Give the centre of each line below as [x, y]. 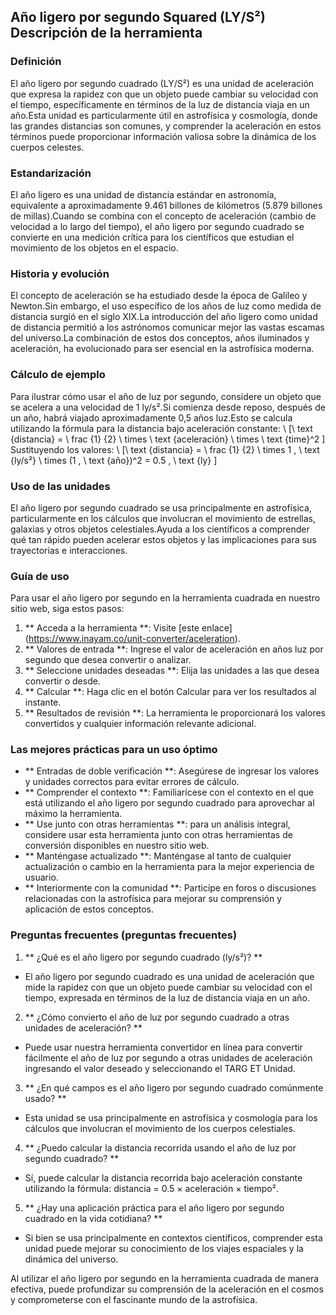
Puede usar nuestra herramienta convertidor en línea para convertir [163, 1047]
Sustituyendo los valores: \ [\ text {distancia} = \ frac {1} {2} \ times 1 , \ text [165, 449]
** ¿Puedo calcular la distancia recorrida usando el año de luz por [160, 1147]
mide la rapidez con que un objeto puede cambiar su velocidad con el [168, 987]
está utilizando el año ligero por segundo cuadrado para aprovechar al [169, 803]
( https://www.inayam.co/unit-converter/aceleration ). [132, 639]
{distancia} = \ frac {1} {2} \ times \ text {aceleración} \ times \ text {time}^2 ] [168, 439]
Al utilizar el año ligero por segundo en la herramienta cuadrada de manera [165, 1278]
